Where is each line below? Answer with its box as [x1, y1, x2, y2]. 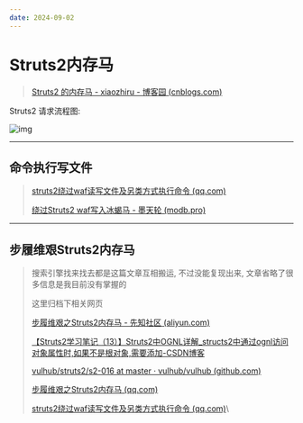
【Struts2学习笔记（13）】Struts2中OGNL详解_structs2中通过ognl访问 [31, 337, 289, 347]
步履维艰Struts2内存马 [9, 242, 135, 257]
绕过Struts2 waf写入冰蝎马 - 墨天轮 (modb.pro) [31, 204, 207, 216]
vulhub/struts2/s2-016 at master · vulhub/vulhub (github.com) [31, 365, 262, 376]
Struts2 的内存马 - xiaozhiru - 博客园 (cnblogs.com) [31, 86, 223, 97]
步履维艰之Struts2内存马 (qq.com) [31, 384, 159, 395]
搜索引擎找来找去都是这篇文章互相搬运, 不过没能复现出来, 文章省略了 [31, 267, 286, 279]
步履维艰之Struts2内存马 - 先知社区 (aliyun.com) [31, 317, 210, 328]
